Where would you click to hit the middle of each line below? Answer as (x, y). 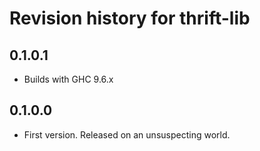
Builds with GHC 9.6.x (68, 79)
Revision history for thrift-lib (130, 18)
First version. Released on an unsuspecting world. (127, 134)
